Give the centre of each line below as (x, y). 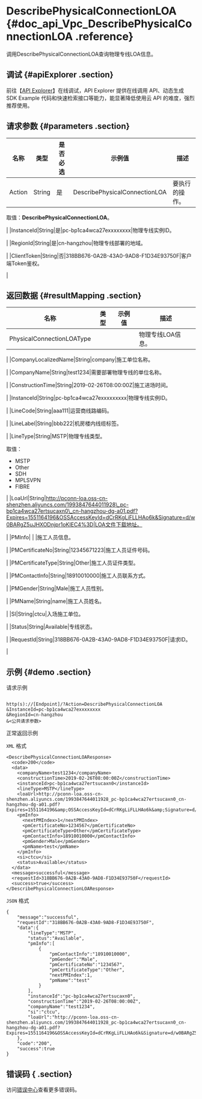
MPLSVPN (28, 480)
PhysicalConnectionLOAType (50, 339)
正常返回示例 (22, 733)
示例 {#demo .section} (49, 672)
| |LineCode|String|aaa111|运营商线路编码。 (59, 411)
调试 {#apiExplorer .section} (60, 75)
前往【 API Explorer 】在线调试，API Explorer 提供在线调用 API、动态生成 (95, 90)
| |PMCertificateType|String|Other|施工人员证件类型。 (72, 563)
